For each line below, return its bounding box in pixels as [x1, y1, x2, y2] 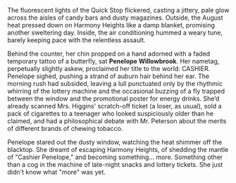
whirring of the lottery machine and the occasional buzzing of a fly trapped [7, 87, 225, 95]
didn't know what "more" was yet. [7, 168, 106, 176]
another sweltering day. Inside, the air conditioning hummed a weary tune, [7, 28, 223, 37]
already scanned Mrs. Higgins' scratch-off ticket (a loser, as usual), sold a [7, 102, 222, 110]
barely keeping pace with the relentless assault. [7, 36, 146, 44]
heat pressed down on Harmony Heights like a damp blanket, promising [7, 21, 215, 29]
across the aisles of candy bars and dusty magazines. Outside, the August [7, 13, 223, 22]
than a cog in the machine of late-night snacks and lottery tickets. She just [7, 160, 223, 168]
